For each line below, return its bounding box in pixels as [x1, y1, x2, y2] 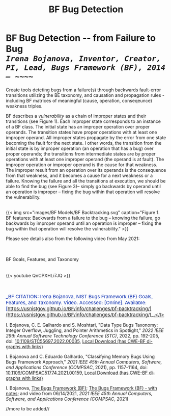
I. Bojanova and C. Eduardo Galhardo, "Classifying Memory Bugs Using [6, 353, 155, 359]
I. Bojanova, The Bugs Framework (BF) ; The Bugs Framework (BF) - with [6, 385, 157, 391]
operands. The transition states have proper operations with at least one [6, 129, 157, 135]
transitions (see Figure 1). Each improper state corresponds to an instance [6, 118, 161, 124]
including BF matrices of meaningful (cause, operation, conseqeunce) [6, 97, 152, 103]
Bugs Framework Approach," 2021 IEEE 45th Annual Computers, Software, [6, 358, 162, 365]
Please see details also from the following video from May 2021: [6, 236, 140, 242]
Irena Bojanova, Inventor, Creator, [6, 54, 161, 64]
